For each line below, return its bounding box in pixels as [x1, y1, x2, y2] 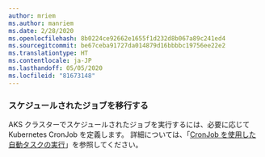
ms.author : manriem [8, 19, 74, 27]
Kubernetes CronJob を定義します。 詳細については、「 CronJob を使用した [8, 130, 257, 139]
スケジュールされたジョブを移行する [8, 100, 149, 111]
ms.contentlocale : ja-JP [8, 57, 92, 65]
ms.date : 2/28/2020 [8, 27, 74, 35]
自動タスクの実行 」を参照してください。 [8, 139, 143, 149]
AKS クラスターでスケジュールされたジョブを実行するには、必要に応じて [8, 119, 250, 129]
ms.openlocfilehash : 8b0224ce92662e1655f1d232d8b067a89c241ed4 [8, 34, 226, 43]
